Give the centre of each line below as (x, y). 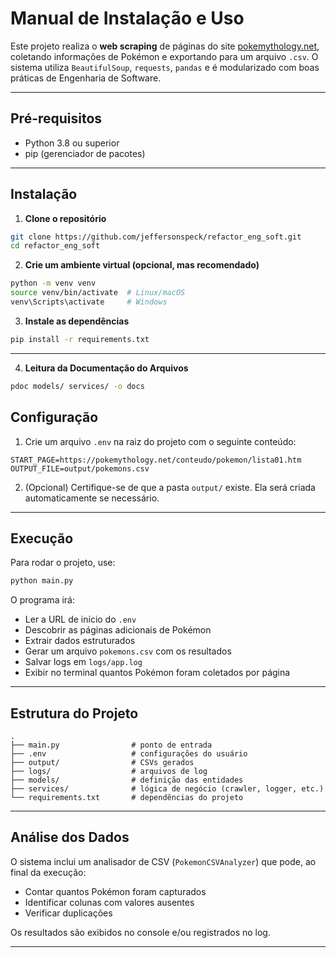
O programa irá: (42, 600)
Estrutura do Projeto (74, 713)
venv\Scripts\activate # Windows (89, 302)
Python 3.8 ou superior (72, 143)
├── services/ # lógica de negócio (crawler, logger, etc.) (167, 789)
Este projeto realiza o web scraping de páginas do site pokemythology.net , (165, 46)
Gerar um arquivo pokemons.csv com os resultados (128, 651)
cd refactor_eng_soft (55, 246)
